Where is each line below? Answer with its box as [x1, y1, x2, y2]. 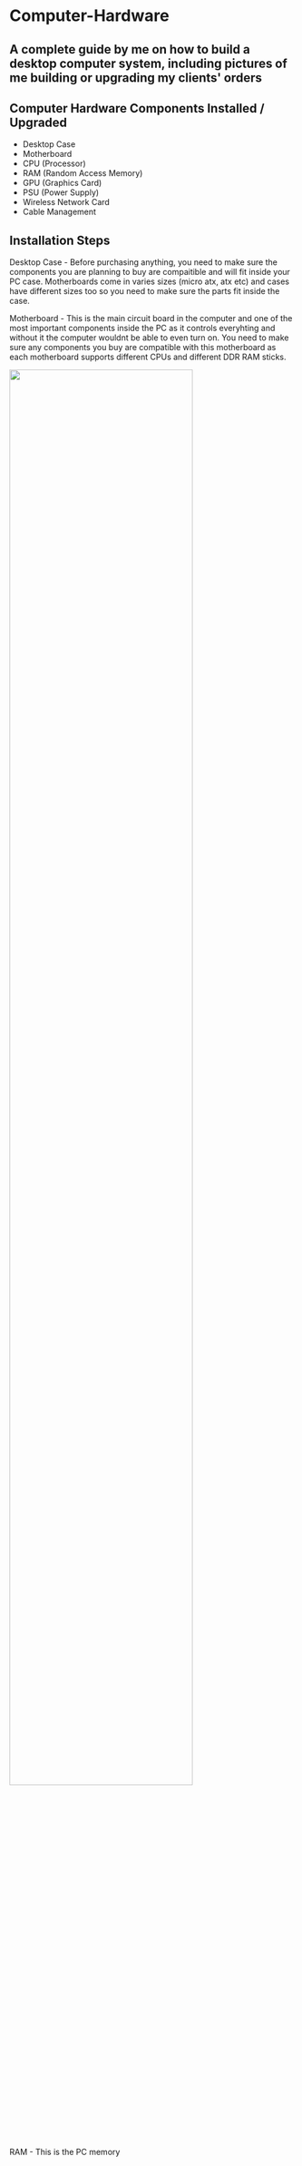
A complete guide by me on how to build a [9, 42, 251, 57]
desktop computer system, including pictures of [9, 55, 287, 71]
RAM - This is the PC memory [9, 2147, 121, 2158]
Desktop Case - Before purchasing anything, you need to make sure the [9, 257, 278, 268]
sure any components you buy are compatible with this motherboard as [9, 342, 277, 353]
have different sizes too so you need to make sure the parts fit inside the [9, 286, 280, 297]
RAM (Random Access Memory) [22, 168, 143, 179]
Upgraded [9, 114, 68, 130]
